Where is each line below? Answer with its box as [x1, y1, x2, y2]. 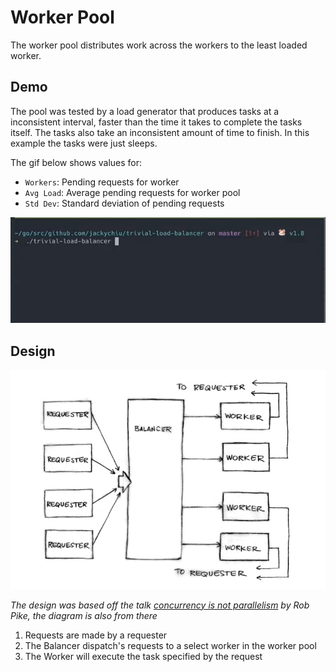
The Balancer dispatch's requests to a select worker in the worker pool [24, 639, 317, 651]
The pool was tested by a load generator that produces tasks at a [10, 105, 280, 117]
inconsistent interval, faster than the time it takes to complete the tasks [10, 116, 303, 128]
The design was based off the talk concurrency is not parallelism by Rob [10, 599, 310, 611]
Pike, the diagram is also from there [10, 609, 158, 621]
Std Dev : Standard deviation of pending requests [24, 197, 225, 209]
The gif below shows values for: [10, 156, 143, 168]
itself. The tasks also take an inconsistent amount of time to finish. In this [10, 126, 310, 138]
